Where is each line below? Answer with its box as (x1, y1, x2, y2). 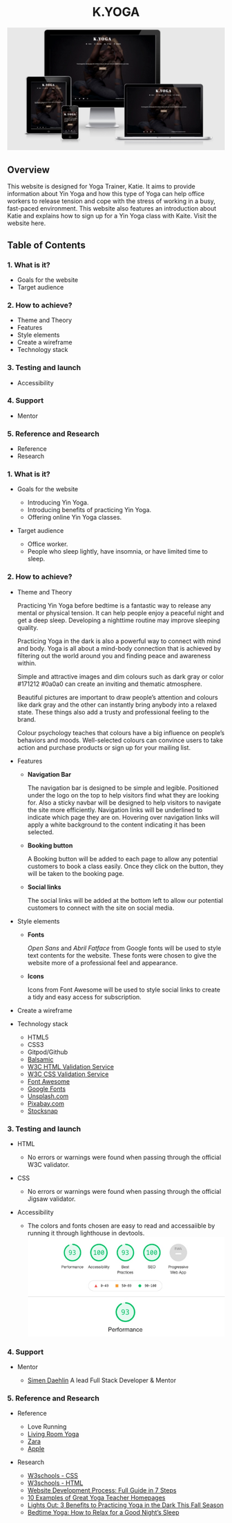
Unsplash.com (27, 1092, 69, 1100)
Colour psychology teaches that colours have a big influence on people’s (17, 728, 225, 737)
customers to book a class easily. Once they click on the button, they (27, 862, 224, 870)
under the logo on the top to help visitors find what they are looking (27, 791, 220, 799)
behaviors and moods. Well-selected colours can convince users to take (17, 736, 223, 744)
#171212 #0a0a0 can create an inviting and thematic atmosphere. (17, 680, 202, 688)
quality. (17, 623, 39, 631)
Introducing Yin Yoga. (27, 498, 89, 507)
